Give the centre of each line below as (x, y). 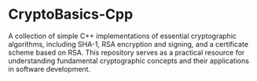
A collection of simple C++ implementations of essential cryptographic (123, 36)
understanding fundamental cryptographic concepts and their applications (129, 61)
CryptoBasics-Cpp (71, 14)
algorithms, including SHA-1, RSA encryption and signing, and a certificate (128, 44)
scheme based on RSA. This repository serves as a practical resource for (127, 52)
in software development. (50, 69)
